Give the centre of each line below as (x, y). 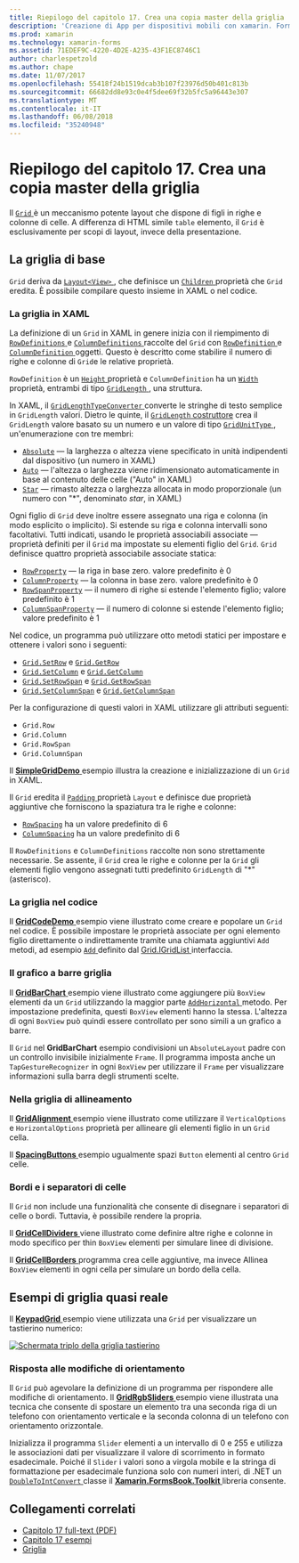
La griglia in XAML (49, 313)
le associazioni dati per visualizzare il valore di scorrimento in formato (137, 1453)
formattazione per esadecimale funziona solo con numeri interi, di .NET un (145, 1471)
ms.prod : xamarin (41, 34)
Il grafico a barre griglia (61, 973)
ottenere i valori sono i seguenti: (68, 645)
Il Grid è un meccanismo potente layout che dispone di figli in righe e (135, 212)
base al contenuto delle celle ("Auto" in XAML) (107, 480)
